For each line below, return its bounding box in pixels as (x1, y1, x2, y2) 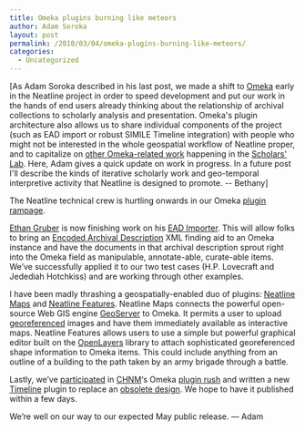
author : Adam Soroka (9, 22, 88, 31)
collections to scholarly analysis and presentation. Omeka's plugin (9, 110, 258, 120)
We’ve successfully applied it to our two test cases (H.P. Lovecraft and (9, 262, 275, 272)
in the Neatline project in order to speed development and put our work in (9, 90, 285, 101)
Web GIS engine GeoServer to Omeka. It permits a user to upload (37, 308, 282, 319)
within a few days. (9, 394, 77, 404)
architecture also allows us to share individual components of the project (9, 119, 282, 130)
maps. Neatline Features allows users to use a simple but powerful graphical (9, 327, 296, 338)
